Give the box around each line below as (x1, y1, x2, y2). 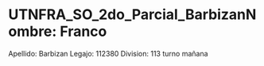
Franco (59, 22, 107, 41)
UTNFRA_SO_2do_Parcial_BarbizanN (8, 6, 257, 24)
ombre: (8, 22, 57, 41)
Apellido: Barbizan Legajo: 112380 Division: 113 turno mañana (8, 49, 208, 58)
